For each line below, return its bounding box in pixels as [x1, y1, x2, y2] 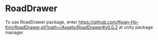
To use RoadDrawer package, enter [5, 19, 78, 25]
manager [5, 29, 24, 35]
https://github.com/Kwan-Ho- [78, 19, 139, 25]
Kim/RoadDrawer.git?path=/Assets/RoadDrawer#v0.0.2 [5, 24, 118, 30]
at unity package [118, 24, 154, 30]
